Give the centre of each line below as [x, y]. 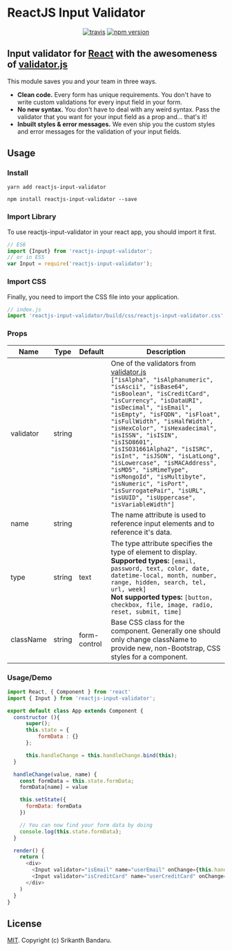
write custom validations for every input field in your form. [100, 102]
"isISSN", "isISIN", [144, 435]
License [25, 924]
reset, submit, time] [146, 612]
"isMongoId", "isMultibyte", [159, 477]
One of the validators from [153, 363]
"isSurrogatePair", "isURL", [159, 490]
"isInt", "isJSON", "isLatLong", [166, 456]
